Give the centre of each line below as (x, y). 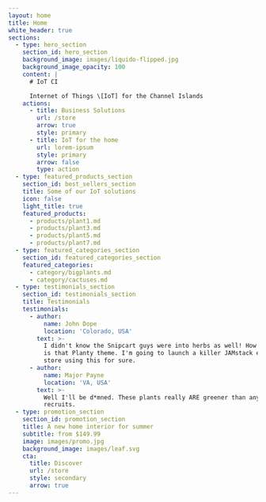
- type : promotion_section (60, 412)
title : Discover (56, 463)
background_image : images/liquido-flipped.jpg (101, 60)
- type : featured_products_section (74, 177)
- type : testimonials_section (65, 287)
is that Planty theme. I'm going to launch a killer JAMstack (148, 353)
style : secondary (58, 478)
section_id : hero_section (65, 52)
